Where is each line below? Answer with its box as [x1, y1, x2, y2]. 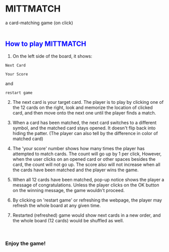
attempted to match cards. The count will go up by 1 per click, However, [12, 151, 162, 157]
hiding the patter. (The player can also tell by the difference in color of [12, 130, 158, 136]
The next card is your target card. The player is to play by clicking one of [12, 99, 164, 105]
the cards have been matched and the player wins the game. [12, 167, 139, 173]
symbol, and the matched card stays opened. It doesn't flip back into [12, 124, 156, 131]
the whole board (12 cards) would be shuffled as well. [12, 217, 124, 223]
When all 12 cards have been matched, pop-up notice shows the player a [12, 176, 164, 182]
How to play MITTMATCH [5, 40, 87, 48]
